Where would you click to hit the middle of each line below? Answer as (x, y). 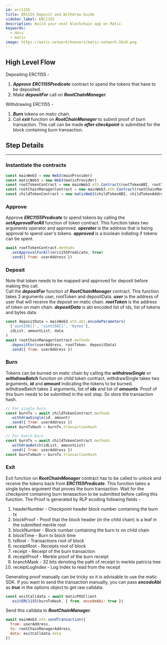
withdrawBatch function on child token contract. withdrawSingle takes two (83, 378)
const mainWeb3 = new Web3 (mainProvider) (49, 175)
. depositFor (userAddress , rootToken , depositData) (63, 345)
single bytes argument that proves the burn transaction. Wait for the (75, 489)
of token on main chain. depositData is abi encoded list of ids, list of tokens (83, 307)
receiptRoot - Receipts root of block (49, 546)
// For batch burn (25, 436)
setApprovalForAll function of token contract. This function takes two (77, 223)
